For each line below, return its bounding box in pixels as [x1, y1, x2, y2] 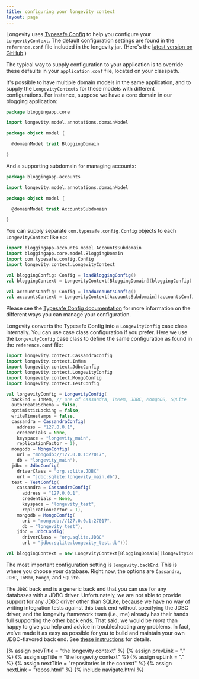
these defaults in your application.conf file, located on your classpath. [6, 67, 179, 74]
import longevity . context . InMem [6, 358, 86, 364]
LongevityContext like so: [6, 233, 68, 241]
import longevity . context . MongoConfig [6, 374, 102, 381]
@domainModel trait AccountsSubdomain [11, 206, 108, 212]
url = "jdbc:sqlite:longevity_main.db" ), [17, 473, 120, 480]
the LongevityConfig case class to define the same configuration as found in [6, 335, 192, 342]
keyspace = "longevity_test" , [21, 501, 97, 507]
